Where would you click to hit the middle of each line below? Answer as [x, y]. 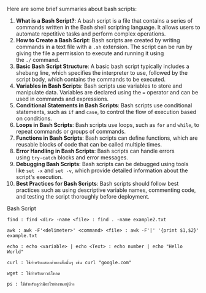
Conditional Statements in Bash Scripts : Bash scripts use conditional [104, 105]
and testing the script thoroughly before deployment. [82, 196]
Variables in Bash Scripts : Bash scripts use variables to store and [99, 86]
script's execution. [39, 177]
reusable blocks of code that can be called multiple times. [89, 144]
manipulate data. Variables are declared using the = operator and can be [107, 92]
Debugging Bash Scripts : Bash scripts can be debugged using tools [102, 164]
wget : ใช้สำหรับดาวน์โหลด [34, 273]
